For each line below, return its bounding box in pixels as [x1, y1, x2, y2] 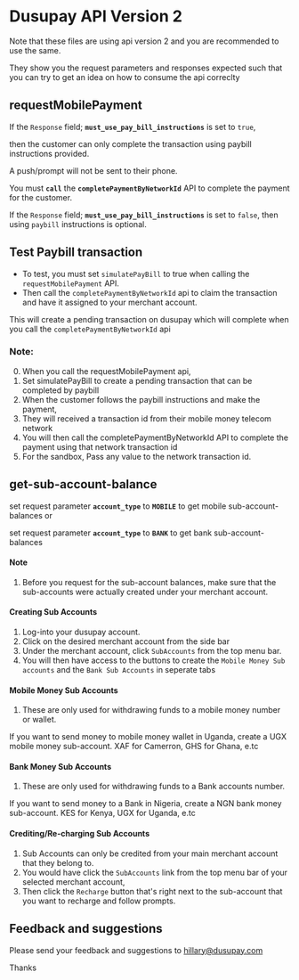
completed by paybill [21, 385, 100, 396]
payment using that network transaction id [21, 441, 178, 452]
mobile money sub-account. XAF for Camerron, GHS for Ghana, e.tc [9, 741, 259, 752]
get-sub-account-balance [9, 477, 158, 492]
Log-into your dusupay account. [21, 626, 141, 638]
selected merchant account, [21, 876, 125, 887]
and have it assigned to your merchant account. [21, 297, 198, 307]
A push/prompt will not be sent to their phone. [9, 165, 178, 176]
